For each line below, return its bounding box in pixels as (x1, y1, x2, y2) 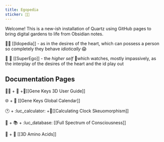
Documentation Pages (5, 75, 75, 83)
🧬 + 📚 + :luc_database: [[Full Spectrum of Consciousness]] (5, 120, 126, 126)
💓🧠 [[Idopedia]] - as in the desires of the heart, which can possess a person (5, 40, 160, 46)
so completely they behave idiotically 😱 (5, 46, 86, 52)
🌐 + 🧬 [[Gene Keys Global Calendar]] (5, 98, 81, 104)
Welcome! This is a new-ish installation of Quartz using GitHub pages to (5, 25, 152, 31)
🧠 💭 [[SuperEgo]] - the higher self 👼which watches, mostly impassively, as (5, 55, 157, 61)
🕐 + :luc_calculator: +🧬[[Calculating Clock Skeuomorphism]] (5, 108, 129, 114)
